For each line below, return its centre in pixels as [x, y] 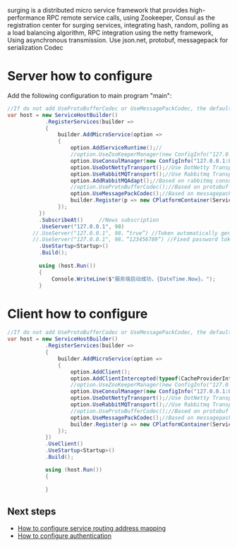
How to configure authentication [64, 536]
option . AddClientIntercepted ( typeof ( [126, 379]
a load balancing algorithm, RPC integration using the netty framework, [110, 32]
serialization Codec [35, 48]
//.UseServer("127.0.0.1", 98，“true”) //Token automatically [126, 233]
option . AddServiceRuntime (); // [116, 148]
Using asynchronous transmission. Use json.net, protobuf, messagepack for [118, 40]
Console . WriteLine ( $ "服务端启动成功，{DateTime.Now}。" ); [134, 279]
